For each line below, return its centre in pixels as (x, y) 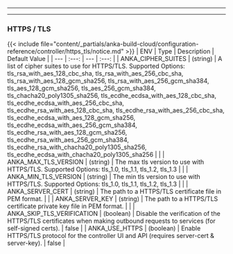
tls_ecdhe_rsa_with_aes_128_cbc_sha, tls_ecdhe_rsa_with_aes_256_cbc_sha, (116, 110)
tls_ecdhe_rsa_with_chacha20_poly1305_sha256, (77, 147)
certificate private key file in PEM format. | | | (71, 206)
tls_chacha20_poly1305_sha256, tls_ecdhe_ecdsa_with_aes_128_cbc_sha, (112, 96)
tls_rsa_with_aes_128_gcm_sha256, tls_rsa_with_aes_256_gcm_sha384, (108, 81)
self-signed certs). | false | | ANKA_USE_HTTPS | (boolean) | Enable (104, 228)
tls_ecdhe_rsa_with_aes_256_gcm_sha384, (68, 140)
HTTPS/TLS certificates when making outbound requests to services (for (112, 221)
